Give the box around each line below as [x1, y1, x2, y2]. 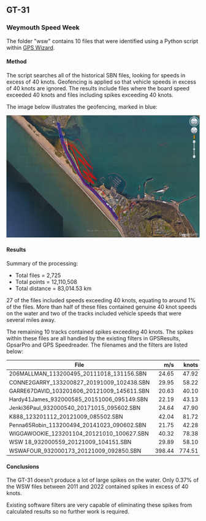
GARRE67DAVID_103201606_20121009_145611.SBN [9, 387, 150, 394]
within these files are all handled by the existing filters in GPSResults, [6, 334, 181, 342]
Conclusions [6, 463, 40, 470]
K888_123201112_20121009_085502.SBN [9, 413, 124, 420]
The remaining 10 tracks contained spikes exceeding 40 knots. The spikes [6, 328, 194, 335]
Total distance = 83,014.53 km [15, 284, 92, 292]
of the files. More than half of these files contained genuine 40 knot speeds [6, 303, 197, 310]
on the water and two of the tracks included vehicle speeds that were [6, 310, 182, 317]
